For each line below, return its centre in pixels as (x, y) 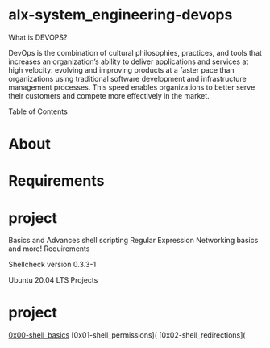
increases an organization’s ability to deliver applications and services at (129, 61)
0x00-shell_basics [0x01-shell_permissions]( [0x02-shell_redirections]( (127, 335)
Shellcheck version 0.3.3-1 (52, 265)
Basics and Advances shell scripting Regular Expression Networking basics (133, 241)
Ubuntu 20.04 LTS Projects (53, 280)
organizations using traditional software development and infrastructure (128, 78)
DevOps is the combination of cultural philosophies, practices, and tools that (135, 52)
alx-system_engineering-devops (120, 15)
